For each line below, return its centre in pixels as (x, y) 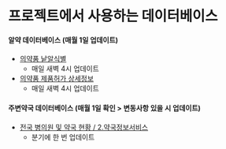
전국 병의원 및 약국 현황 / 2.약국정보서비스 (83, 127)
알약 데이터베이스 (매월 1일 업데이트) (63, 39)
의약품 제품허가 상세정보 (57, 79)
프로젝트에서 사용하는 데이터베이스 (113, 16)
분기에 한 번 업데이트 (63, 137)
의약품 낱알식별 (43, 59)
